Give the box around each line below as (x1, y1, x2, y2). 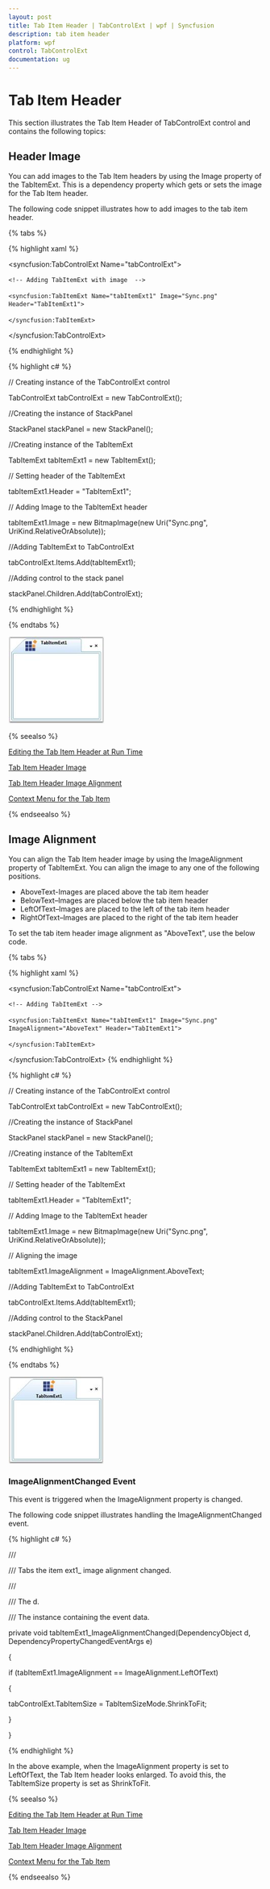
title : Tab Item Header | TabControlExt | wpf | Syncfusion (8, 21, 215, 30)
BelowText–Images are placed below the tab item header (19, 895, 209, 905)
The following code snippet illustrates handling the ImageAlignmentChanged (8, 1509, 262, 1519)
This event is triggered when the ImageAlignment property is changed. (8, 1494, 243, 1504)
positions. (8, 871, 41, 881)
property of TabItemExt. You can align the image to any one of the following (8, 862, 260, 872)
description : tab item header (8, 30, 110, 38)
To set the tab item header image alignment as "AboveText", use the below (8, 928, 255, 938)
